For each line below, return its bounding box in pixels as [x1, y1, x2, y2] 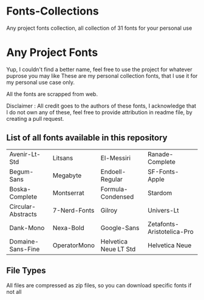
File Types [6, 265, 47, 276]
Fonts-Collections [6, 4, 99, 18]
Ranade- [148, 150, 174, 159]
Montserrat [52, 188, 85, 197]
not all [6, 288, 22, 295]
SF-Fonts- [148, 167, 179, 176]
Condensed [100, 193, 134, 201]
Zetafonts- [148, 220, 179, 228]
